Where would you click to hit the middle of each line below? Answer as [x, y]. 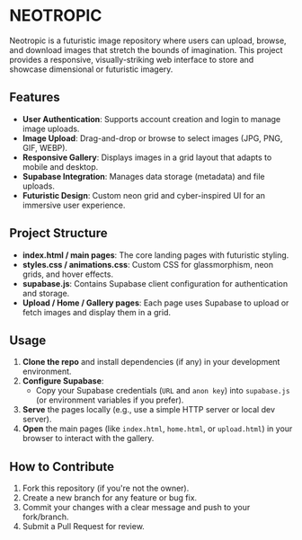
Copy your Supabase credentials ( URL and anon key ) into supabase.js [163, 391]
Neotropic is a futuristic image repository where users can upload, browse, [148, 40]
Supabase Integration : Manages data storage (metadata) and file [143, 176]
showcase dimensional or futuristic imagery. [91, 69]
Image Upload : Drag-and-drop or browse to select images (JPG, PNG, [152, 138]
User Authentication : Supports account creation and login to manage [151, 119]
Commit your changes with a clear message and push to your [136, 508]
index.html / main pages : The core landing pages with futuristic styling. [155, 255]
